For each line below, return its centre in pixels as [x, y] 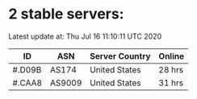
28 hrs [171, 69]
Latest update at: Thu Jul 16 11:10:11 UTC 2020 [85, 36]
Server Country [120, 56]
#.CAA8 [27, 83]
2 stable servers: [66, 14]
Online [172, 56]
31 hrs [171, 83]
